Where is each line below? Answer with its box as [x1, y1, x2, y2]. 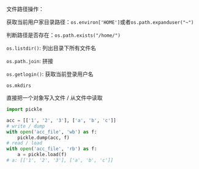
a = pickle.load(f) [17, 152, 67, 158]
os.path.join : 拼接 [6, 58, 53, 64]
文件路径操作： [6, 6, 44, 12]
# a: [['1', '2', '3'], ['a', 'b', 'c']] [6, 157, 114, 163]
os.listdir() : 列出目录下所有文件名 [6, 45, 96, 51]
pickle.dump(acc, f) [17, 134, 70, 141]
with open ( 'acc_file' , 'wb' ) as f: [6, 129, 97, 135]
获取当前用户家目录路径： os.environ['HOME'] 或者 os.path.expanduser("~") [6, 18, 194, 26]
